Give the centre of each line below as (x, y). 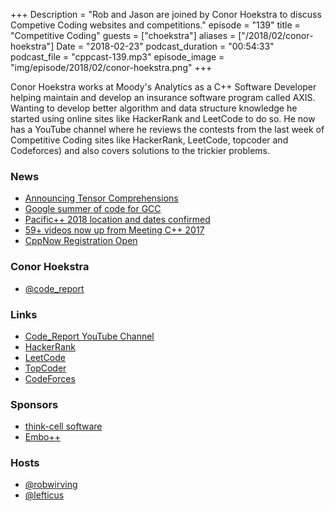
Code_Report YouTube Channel (89, 336)
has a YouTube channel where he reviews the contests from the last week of (167, 129)
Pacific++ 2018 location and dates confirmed (117, 220)
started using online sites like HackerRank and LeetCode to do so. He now (163, 118)
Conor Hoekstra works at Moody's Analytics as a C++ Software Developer (163, 87)
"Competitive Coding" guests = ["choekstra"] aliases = (123, 35)
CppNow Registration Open (81, 241)
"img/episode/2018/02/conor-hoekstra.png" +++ (111, 67)
